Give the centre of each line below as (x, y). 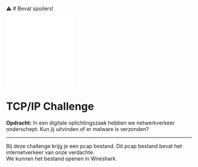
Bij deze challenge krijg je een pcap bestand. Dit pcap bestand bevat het (94, 146)
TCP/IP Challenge (50, 107)
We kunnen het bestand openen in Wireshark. (62, 158)
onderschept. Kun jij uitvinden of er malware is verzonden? (77, 129)
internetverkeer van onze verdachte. (50, 152)
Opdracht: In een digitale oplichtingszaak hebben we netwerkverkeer (90, 123)
